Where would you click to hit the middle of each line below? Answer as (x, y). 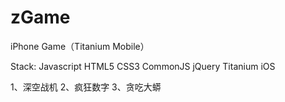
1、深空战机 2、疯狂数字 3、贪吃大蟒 (86, 87)
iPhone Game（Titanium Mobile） (80, 46)
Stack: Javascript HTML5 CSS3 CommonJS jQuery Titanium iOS (143, 66)
